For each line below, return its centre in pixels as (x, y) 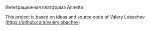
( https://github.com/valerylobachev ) (43, 22)
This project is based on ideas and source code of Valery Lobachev (75, 17)
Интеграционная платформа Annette (44, 7)
